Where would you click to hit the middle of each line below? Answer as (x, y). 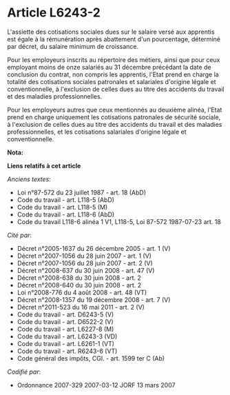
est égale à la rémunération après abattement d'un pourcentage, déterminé (114, 39)
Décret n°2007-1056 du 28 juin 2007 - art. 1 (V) (84, 256)
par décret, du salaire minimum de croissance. (73, 46)
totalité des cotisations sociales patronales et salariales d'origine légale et (112, 81)
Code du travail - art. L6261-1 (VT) (66, 343)
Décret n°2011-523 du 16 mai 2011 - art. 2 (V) (81, 307)
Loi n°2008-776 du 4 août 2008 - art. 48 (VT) (82, 292)
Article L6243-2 (54, 13)
